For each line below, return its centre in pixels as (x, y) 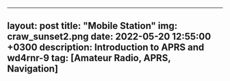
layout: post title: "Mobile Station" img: (92, 26)
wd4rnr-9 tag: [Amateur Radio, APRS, (89, 58)
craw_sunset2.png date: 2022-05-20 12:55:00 (109, 37)
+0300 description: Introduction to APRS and (106, 48)
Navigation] (33, 69)
